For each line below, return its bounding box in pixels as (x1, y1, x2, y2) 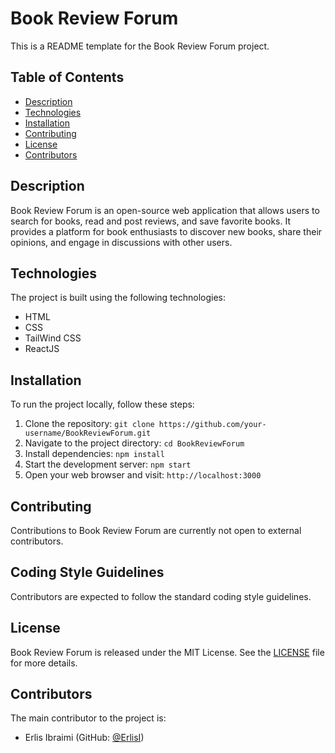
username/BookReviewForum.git (24, 428, 152, 439)
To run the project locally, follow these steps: (10, 398, 195, 411)
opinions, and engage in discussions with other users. (10, 236, 233, 248)
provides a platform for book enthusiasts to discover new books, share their (10, 225, 323, 237)
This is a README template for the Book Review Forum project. (10, 40, 270, 52)
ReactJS (24, 343, 60, 355)
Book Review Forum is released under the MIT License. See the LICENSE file (10, 646, 325, 658)
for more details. (10, 657, 78, 669)
